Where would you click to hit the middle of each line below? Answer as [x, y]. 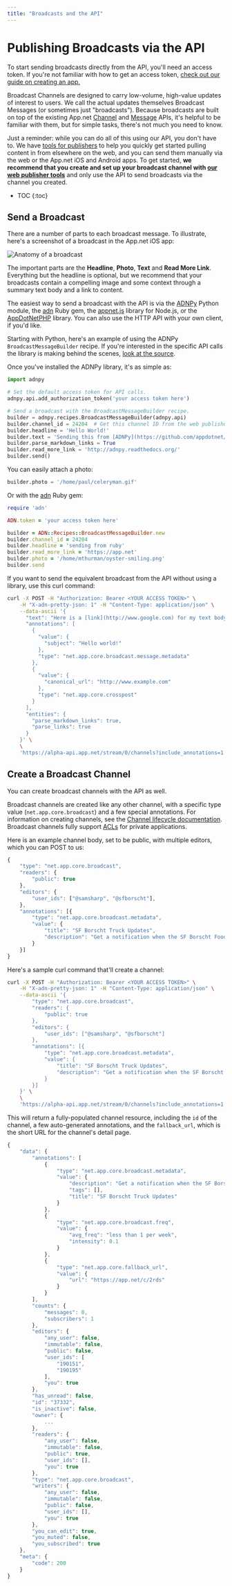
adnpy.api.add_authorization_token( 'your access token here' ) [98, 399]
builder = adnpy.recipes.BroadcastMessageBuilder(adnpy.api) [97, 417]
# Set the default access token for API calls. [77, 392]
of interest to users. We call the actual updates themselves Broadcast [106, 102]
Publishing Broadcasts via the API [106, 47]
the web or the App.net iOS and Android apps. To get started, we [99, 160]
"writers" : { [51, 1486]
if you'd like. [25, 325]
